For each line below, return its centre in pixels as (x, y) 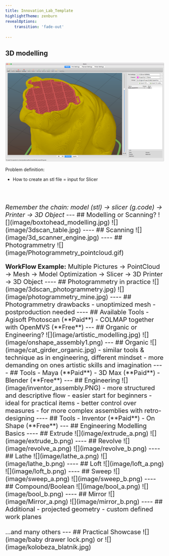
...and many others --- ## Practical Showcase (73, 532)
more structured (131, 388)
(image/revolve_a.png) (39, 449)
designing (20, 419)
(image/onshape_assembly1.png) (54, 343)
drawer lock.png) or (74, 540)
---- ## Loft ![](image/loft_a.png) (115, 464)
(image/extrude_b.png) (39, 441)
